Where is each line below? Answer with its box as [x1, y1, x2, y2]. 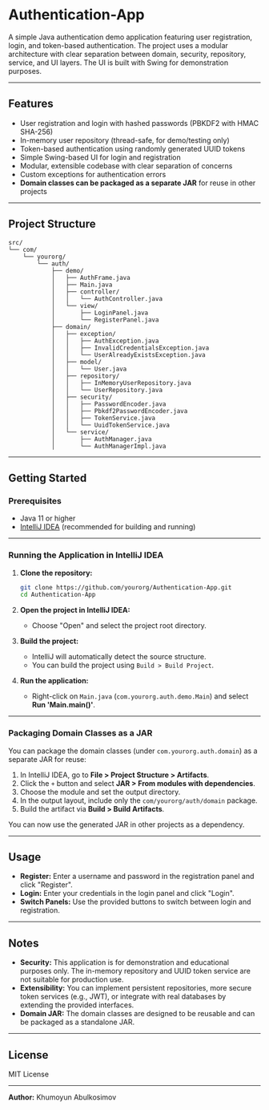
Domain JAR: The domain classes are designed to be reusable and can [19, 1009, 255, 1019]
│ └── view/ [50, 302, 98, 310]
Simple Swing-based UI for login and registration [19, 152, 182, 162]
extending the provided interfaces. [19, 1000, 134, 1010]
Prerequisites [8, 495, 62, 506]
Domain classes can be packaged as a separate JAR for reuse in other [19, 178, 256, 188]
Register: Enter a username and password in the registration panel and [19, 872, 255, 881]
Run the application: [19, 676, 90, 686]
